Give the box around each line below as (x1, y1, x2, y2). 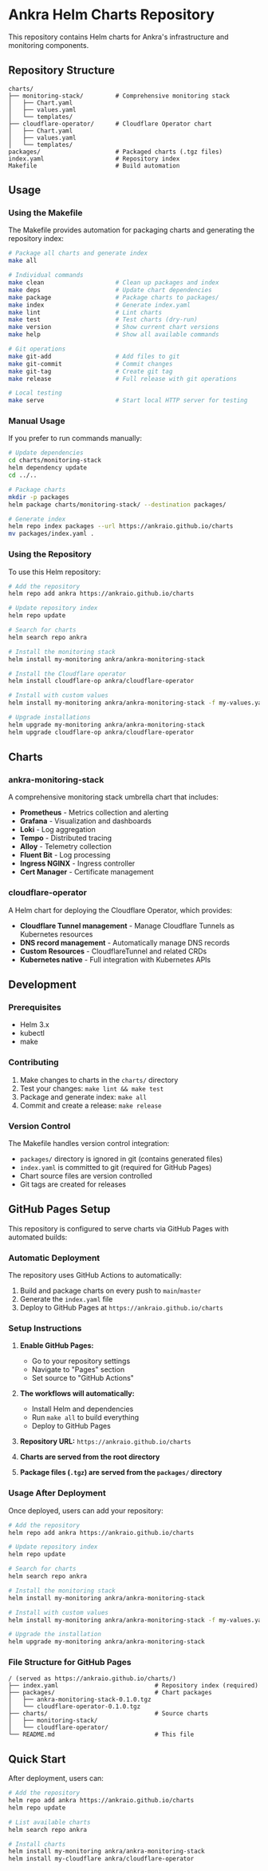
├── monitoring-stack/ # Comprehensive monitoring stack (8, 92, 230, 100)
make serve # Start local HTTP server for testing (8, 397, 248, 405)
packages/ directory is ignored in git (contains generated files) (19, 1154, 223, 1163)
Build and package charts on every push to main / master (19, 1286, 202, 1295)
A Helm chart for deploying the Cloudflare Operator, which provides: (8, 905, 233, 915)
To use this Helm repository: (8, 567, 101, 577)
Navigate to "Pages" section (31, 1365, 125, 1374)
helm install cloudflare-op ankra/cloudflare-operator (8, 677, 195, 685)
